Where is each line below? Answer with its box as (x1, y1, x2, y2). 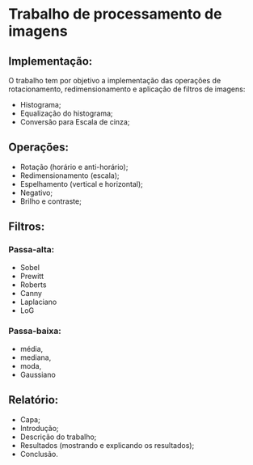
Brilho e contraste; (19, 196, 82, 206)
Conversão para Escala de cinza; (19, 117, 130, 126)
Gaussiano (19, 370, 57, 379)
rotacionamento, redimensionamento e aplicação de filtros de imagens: (8, 84, 246, 94)
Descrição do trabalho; (19, 432, 97, 442)
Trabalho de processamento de (8, 5, 222, 23)
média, (19, 344, 44, 353)
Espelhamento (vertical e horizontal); (19, 179, 143, 188)
